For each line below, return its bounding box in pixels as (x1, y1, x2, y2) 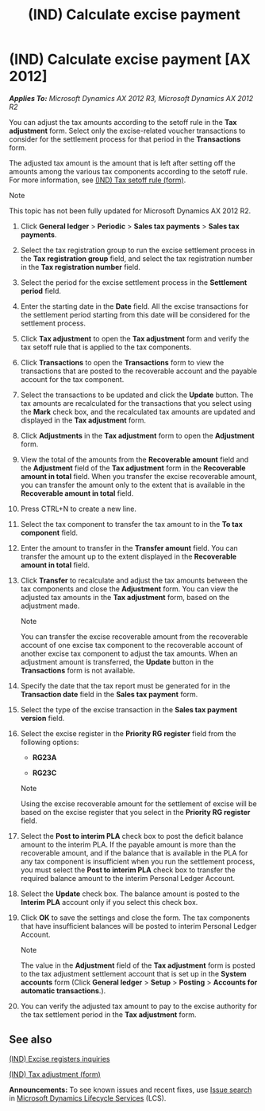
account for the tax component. (20, 374, 125, 384)
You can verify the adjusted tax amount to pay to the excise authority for (20, 1001, 257, 1011)
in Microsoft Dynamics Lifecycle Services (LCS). (9, 1093, 167, 1103)
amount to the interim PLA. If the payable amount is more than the (20, 840, 236, 849)
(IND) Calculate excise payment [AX (9, 50, 251, 68)
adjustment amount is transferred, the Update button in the (20, 657, 214, 666)
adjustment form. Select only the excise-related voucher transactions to (9, 126, 246, 135)
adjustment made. (20, 601, 80, 610)
